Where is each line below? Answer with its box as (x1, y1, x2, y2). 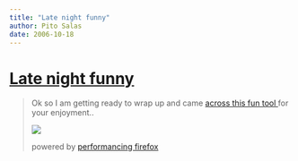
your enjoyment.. (31, 107, 94, 118)
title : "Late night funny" (9, 13, 110, 22)
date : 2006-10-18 (9, 30, 74, 38)
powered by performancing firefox (31, 141, 159, 152)
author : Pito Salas (9, 21, 83, 30)
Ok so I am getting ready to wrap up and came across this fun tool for (31, 97, 289, 108)
